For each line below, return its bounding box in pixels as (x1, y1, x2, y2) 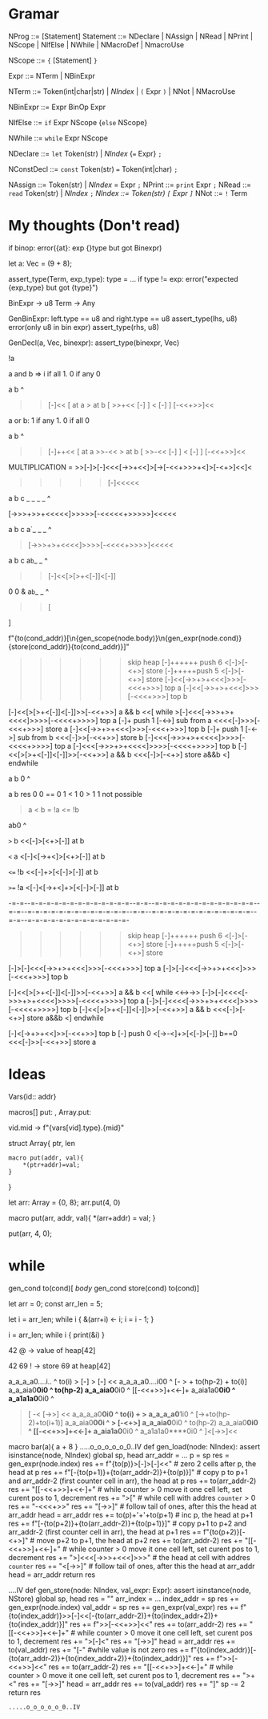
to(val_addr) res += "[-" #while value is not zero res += (8, 1644, 190, 1654)
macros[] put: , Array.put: (8, 1107, 92, 1116)
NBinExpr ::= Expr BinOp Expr (8, 102, 106, 112)
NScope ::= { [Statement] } (8, 55, 98, 65)
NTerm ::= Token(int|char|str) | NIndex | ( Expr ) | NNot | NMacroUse (8, 86, 236, 96)
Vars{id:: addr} (8, 1091, 57, 1101)
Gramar (8, 5, 60, 23)
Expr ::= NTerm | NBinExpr (8, 71, 96, 80)
